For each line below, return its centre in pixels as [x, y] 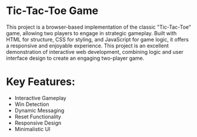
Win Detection [32, 104]
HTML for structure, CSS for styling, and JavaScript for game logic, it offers [98, 39]
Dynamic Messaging [39, 110]
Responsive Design [38, 123]
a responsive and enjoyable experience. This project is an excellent [88, 46]
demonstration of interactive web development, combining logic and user [95, 52]
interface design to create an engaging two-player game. [75, 58]
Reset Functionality [38, 117]
